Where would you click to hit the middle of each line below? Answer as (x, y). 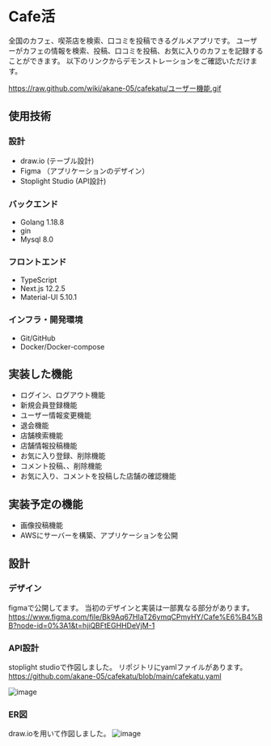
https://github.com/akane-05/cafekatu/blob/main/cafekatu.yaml (115, 676)
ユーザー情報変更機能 (55, 415)
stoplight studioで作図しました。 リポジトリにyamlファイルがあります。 (128, 667)
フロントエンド (38, 262)
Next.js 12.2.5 (43, 289)
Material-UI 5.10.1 (48, 298)
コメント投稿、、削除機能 (61, 466)
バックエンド (34, 204)
